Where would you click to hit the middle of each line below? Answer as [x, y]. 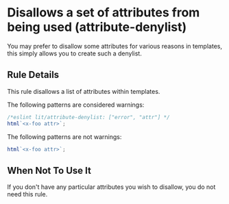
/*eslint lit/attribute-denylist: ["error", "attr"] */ [88, 117]
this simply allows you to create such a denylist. [74, 53]
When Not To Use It [49, 170]
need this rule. [27, 194]
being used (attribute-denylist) [97, 27]
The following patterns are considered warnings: [76, 105]
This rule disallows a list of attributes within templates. [84, 91]
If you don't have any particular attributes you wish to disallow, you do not [111, 187]
